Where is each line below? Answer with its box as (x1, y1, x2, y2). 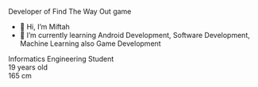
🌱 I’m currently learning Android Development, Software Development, (19, 31, 250, 40)
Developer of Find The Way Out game (8, 7, 132, 16)
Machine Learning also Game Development (19, 39, 161, 48)
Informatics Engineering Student (8, 55, 114, 63)
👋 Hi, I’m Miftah (19, 22, 70, 31)
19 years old (8, 62, 48, 72)
